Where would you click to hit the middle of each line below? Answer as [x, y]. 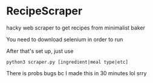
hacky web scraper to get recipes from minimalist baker [76, 28]
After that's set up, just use [40, 51]
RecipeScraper [44, 11]
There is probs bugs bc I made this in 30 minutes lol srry [76, 73]
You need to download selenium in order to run [65, 39]
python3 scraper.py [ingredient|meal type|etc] [67, 62]
